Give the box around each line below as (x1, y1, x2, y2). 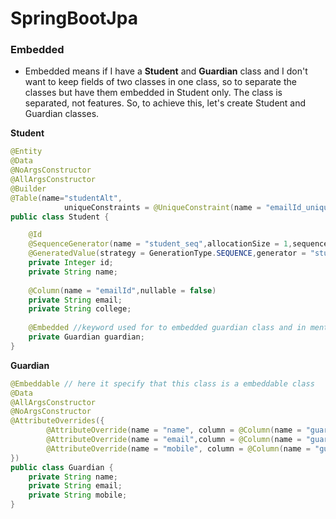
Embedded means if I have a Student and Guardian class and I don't (24, 65, 308, 77)
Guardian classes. (24, 108, 100, 120)
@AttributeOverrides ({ (10, 416, 105, 426)
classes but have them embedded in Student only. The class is (24, 87, 283, 99)
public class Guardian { (10, 462, 114, 472)
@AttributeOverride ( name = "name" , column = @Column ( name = (46, 425, 302, 436)
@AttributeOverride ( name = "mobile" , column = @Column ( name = (46, 443, 311, 454)
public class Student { (10, 212, 110, 222)
